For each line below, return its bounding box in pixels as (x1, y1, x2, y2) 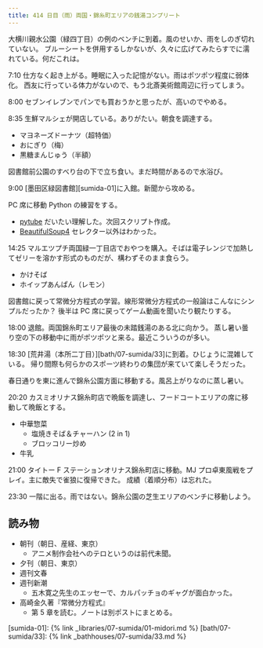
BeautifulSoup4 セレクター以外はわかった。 (19, 226, 160, 236)
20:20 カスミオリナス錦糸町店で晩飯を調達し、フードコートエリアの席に (8, 392, 242, 401)
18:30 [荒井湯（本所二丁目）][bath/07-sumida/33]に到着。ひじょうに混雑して (8, 349, 254, 358)
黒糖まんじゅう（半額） (19, 150, 95, 159)
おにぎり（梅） (19, 140, 68, 149)
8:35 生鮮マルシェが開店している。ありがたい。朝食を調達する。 (8, 113, 217, 123)
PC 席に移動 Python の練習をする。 (8, 200, 122, 209)
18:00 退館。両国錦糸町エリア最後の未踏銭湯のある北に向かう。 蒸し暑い (8, 323, 243, 332)
